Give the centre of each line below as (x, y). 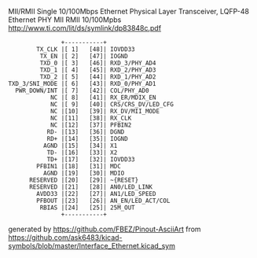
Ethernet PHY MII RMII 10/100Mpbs (65, 20)
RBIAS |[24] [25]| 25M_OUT (87, 208)
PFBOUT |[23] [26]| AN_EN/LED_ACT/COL (103, 201)
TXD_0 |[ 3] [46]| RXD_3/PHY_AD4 (98, 63)
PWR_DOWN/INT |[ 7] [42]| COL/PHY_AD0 (82, 90)
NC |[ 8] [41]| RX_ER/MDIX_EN (103, 98)
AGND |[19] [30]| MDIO (84, 173)
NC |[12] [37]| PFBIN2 (91, 125)
